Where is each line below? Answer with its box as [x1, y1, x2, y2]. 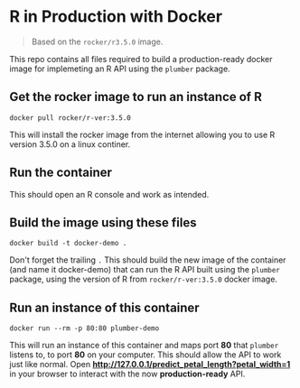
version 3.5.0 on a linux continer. [9, 138, 131, 150]
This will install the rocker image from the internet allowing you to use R [9, 129, 276, 140]
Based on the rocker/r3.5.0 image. [31, 36, 164, 47]
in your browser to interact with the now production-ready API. [9, 368, 246, 380]
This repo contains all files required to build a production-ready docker [9, 53, 273, 64]
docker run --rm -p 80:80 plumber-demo [9, 324, 160, 333]
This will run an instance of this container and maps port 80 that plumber [9, 340, 279, 351]
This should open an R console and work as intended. [9, 189, 210, 199]
